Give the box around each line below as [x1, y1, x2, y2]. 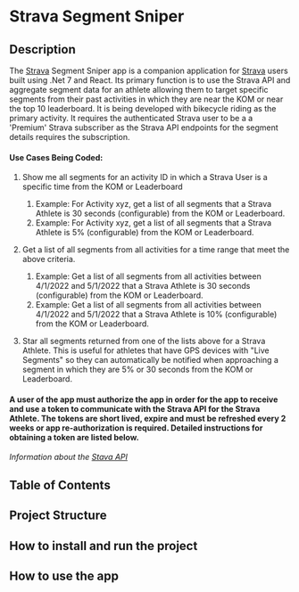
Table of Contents [9, 477, 112, 492]
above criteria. [21, 254, 76, 265]
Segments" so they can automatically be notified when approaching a [21, 355, 279, 366]
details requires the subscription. [9, 132, 130, 142]
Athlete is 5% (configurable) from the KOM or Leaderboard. [35, 227, 254, 238]
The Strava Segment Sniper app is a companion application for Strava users [9, 65, 288, 76]
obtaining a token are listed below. [9, 432, 140, 442]
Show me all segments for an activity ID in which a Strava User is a [21, 172, 268, 183]
